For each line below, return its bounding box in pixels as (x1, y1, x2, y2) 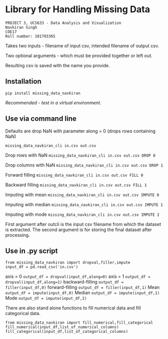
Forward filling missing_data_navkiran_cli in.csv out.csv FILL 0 (5, 172, 144, 178)
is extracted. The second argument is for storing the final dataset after (5, 227, 152, 233)
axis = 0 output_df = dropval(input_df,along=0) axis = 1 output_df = (5, 273, 151, 279)
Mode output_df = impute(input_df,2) (5, 295, 87, 301)
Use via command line (5, 115, 77, 123)
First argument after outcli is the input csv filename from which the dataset (5, 221, 161, 227)
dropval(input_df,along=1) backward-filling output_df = (5, 279, 124, 285)
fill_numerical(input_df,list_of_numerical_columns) (5, 325, 119, 330)
